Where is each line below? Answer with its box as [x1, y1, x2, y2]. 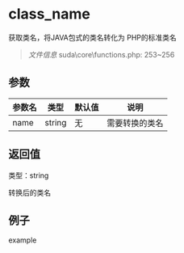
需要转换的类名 [107, 117, 164, 129]
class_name [8, 5, 90, 23]
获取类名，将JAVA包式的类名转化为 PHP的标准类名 [8, 32, 178, 42]
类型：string [8, 171, 49, 180]
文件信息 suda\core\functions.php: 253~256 [27, 49, 175, 59]
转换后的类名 [8, 188, 51, 197]
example [8, 235, 37, 245]
